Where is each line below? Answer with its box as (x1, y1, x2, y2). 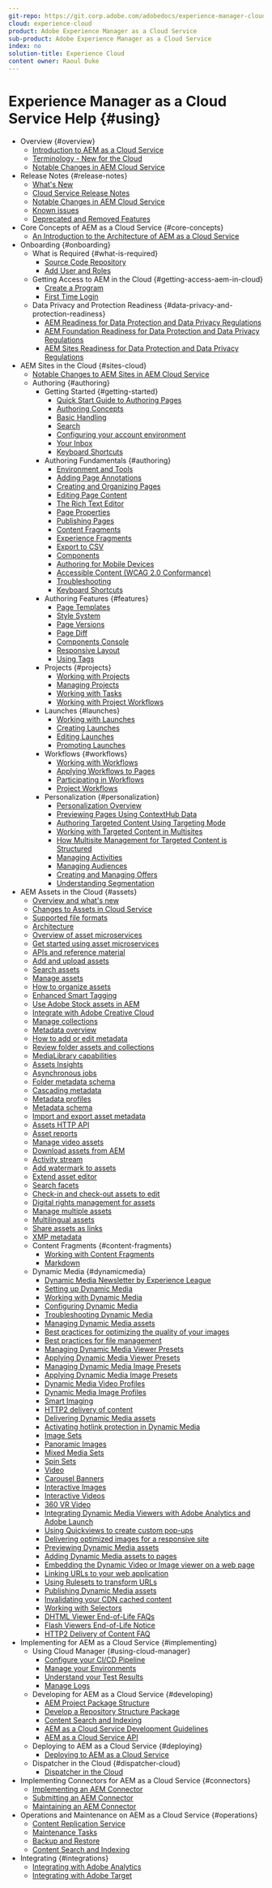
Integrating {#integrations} (19, 1853, 109, 1863)
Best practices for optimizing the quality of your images (44, 1327, 230, 1337)
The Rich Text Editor (56, 499, 124, 508)
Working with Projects (56, 671, 130, 680)
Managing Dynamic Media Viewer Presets (44, 1344, 185, 1354)
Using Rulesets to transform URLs (44, 1577, 158, 1587)
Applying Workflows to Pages (56, 766, 155, 776)
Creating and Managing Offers (56, 870, 158, 879)
